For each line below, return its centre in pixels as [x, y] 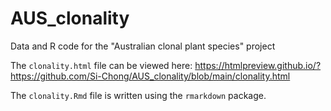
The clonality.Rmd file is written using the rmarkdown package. [138, 95]
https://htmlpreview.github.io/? [258, 65]
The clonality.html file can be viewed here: [101, 65]
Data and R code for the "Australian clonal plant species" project [143, 46]
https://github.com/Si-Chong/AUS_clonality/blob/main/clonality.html [150, 76]
